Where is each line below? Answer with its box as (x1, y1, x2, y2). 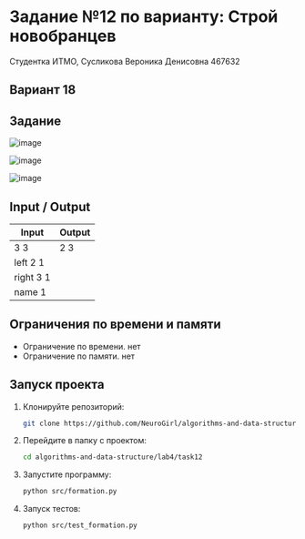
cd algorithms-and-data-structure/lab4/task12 (22, 453, 203, 462)
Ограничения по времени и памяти (9, 317, 221, 332)
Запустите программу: (22, 469, 112, 480)
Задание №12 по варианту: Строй (9, 6, 279, 27)
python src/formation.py (22, 487, 117, 496)
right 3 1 (14, 270, 51, 283)
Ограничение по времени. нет (22, 341, 141, 351)
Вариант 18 (9, 82, 76, 97)
